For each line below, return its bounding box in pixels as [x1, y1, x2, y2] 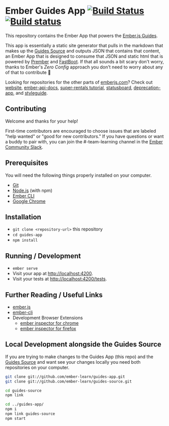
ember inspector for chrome [20, 320, 79, 326]
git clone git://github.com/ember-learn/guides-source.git [5, 379, 132, 384]
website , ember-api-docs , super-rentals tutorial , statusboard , [5, 84, 133, 91]
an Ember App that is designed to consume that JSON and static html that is [5, 53, 163, 59]
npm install [12, 238, 38, 243]
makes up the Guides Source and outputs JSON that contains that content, [5, 48, 160, 54]
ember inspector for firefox [20, 326, 77, 331]
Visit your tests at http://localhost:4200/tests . [12, 276, 107, 282]
